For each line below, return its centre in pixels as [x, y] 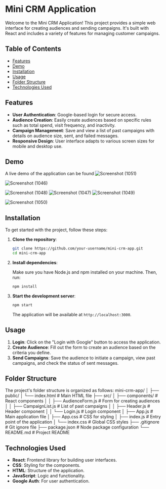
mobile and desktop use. [37, 146]
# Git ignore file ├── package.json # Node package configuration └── [77, 427]
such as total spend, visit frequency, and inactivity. [64, 125]
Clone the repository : [35, 240]
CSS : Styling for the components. [46, 465]
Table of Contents [33, 49]
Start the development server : [44, 296]
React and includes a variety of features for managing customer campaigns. [83, 33]
